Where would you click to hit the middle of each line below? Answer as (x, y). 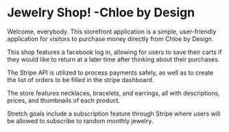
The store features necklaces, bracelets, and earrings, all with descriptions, (114, 93)
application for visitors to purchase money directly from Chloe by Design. (110, 38)
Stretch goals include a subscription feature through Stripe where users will (114, 114)
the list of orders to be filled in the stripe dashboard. (81, 79)
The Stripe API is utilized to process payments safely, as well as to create (110, 72)
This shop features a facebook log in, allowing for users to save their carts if (114, 52)
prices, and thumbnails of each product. (64, 100)
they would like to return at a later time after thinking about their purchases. (113, 59)
